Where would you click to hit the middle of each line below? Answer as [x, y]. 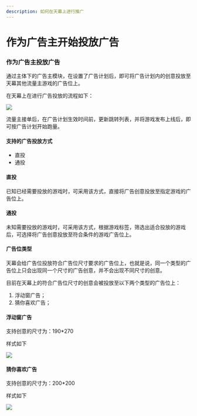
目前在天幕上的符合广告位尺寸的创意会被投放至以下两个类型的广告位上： [93, 282]
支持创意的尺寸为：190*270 [40, 331]
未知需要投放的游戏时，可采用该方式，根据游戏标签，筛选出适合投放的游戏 [96, 227]
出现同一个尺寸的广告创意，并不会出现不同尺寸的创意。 [98, 270]
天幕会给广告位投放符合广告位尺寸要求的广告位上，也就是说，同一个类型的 [96, 263]
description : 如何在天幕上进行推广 [45, 11]
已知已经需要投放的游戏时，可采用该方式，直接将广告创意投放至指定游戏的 [96, 191]
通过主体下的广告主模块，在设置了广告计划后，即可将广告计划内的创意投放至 [98, 76]
